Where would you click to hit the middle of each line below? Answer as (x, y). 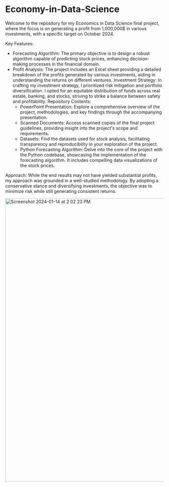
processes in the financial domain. (65, 64)
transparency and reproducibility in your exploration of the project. (89, 144)
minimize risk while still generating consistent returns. (61, 191)
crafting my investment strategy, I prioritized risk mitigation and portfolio (87, 85)
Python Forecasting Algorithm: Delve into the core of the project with (91, 149)
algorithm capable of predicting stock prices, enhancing (71, 58)
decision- (140, 58)
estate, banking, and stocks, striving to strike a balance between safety (87, 96)
